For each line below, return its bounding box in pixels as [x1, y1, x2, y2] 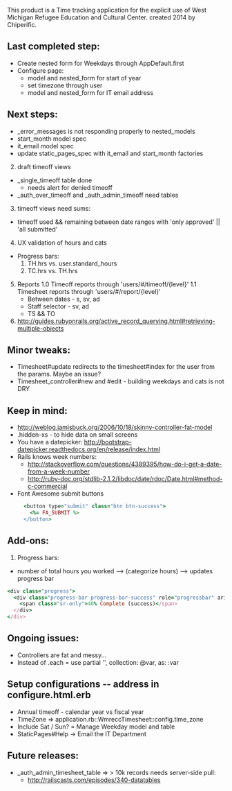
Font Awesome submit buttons [17, 489, 104, 498]
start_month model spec [17, 134, 87, 143]
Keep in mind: [7, 405, 68, 417]
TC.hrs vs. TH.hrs [27, 266, 78, 275]
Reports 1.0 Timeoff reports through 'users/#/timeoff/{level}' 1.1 [17, 280, 197, 288]
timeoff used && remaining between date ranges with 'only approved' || [17, 218, 221, 226]
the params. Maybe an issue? [17, 370, 101, 379]
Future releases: [7, 750, 79, 762]
